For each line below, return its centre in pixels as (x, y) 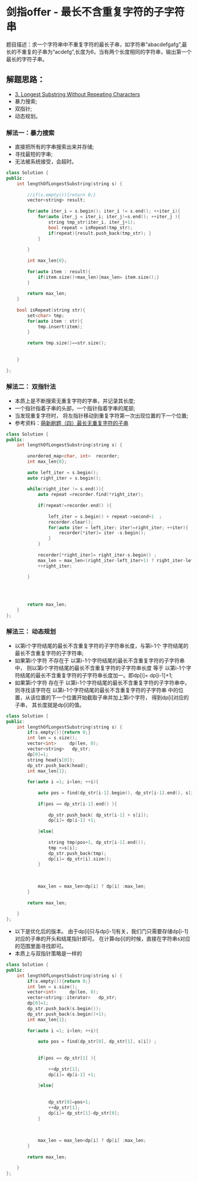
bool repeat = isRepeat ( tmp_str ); (90, 228)
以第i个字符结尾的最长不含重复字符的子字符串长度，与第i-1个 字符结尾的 (101, 645)
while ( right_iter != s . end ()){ (66, 489)
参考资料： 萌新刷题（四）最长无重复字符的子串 (71, 423)
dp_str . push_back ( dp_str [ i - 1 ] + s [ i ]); (98, 815)
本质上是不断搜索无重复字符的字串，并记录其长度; (75, 401)
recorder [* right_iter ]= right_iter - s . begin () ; (97, 555)
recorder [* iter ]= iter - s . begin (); (102, 533)
